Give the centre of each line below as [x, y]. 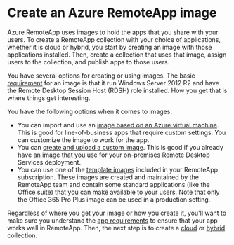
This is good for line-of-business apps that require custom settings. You [122, 132]
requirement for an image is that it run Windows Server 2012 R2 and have [113, 83]
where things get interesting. [49, 98]
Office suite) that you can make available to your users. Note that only [118, 192]
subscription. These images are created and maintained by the [108, 177]
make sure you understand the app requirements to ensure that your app [112, 220]
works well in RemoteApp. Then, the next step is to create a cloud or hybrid [116, 227]
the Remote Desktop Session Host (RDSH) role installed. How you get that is [117, 90]
